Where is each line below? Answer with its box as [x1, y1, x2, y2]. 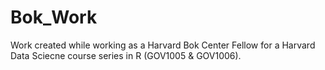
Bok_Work [10, 6, 98, 29]
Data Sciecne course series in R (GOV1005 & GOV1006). [10, 49, 242, 61]
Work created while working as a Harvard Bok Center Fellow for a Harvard [10, 39, 316, 51]
